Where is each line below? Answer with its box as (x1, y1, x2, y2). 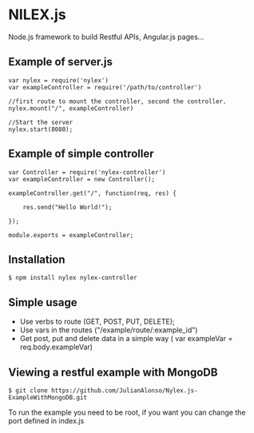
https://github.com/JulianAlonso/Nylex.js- (50, 387, 198, 395)
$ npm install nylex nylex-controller (8, 274, 137, 282)
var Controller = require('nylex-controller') (8, 168, 166, 177)
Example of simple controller (8, 147, 154, 161)
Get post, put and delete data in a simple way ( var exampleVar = (19, 334, 233, 344)
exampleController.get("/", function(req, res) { (8, 189, 177, 197)
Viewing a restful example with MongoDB (8, 365, 218, 379)
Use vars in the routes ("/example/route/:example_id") (19, 325, 198, 335)
